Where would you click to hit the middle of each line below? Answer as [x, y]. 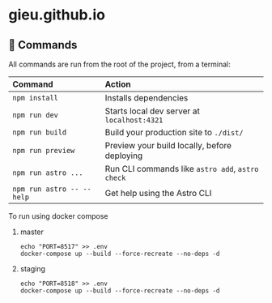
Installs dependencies [147, 98]
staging [33, 269]
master [32, 232]
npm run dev [36, 115]
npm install [36, 98]
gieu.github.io [57, 15]
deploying [124, 156]
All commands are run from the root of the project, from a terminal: [119, 64]
